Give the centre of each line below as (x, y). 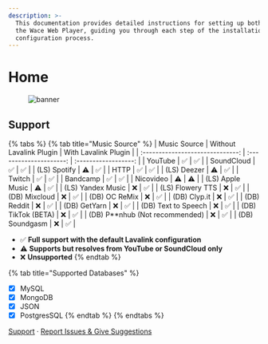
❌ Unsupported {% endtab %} (70, 257)
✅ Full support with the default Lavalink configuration (110, 239)
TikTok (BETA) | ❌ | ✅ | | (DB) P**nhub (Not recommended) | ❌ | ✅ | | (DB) (131, 215)
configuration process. (55, 38)
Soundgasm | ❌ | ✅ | (42, 223)
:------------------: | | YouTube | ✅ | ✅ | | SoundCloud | (165, 161)
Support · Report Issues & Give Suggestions (80, 331)
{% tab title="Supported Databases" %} (74, 273)
